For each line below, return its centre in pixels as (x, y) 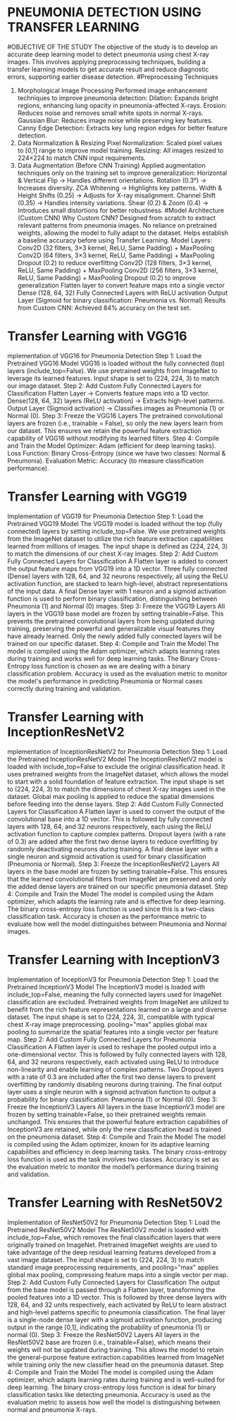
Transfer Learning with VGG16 (98, 336)
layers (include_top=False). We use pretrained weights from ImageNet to (112, 370)
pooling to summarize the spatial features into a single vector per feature (113, 1032)
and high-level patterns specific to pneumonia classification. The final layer (117, 1312)
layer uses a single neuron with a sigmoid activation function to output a (112, 1092)
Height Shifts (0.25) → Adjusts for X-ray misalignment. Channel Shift (117, 195)
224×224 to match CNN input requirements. (81, 158)
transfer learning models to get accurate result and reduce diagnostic (108, 69)
